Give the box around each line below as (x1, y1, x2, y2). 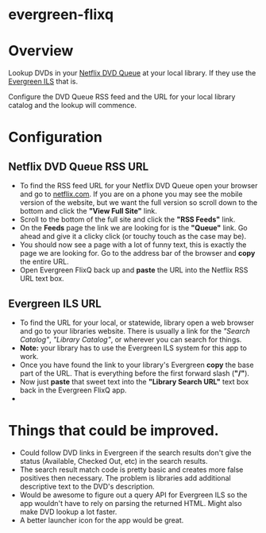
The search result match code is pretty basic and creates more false (19, 465, 244, 474)
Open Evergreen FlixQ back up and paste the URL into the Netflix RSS (19, 265, 249, 275)
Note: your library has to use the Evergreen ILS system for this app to (19, 343, 248, 353)
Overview (8, 42, 74, 60)
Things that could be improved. (8, 422, 220, 440)
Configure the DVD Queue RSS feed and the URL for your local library (8, 92, 236, 102)
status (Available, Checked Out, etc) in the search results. (19, 456, 208, 465)
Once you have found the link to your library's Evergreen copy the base (19, 360, 254, 369)
